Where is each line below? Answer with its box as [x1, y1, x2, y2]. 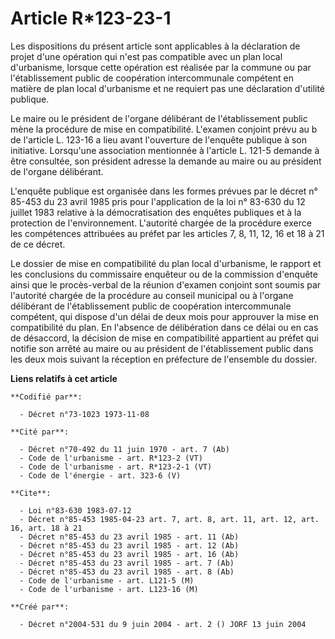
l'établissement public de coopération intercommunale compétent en [10, 72, 294, 84]
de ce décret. [10, 238, 66, 250]
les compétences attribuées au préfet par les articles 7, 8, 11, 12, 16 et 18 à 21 [10, 227, 325, 239]
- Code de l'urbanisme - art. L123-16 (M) [19, 584, 199, 594]
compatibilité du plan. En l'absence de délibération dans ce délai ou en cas [10, 321, 319, 333]
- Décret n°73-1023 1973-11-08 [19, 409, 150, 419]
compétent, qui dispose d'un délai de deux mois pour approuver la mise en [10, 310, 319, 322]
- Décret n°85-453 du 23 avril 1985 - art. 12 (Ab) [19, 540, 240, 551]
